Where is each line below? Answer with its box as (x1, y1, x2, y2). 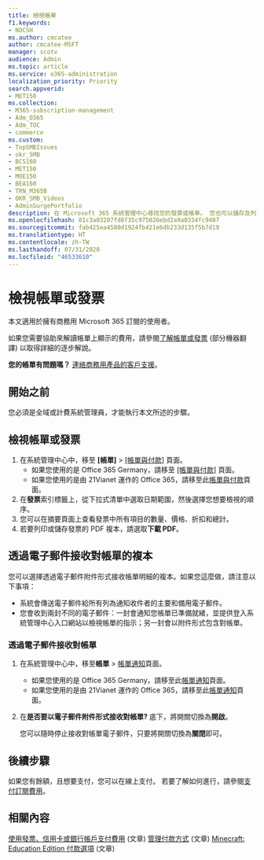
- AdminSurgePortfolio (8, 201, 82, 209)
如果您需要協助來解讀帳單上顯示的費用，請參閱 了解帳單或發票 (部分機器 (8, 334, 240, 343)
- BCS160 (8, 158, 37, 166)
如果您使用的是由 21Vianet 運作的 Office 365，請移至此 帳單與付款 (31, 475, 244, 485)
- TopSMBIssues (8, 143, 58, 151)
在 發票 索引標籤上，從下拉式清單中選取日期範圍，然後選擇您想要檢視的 (19, 495, 247, 504)
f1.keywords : (8, 19, 51, 27)
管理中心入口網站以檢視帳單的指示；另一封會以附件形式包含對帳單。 (26, 618, 247, 627)
